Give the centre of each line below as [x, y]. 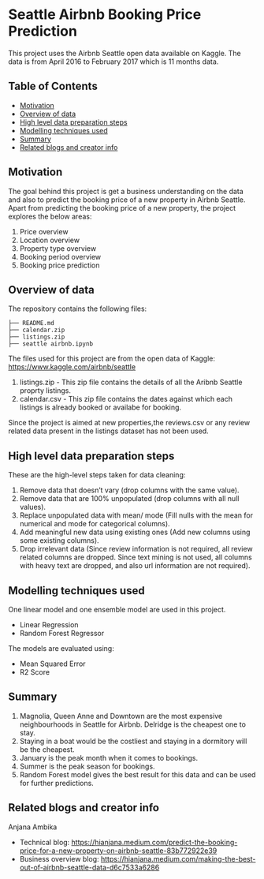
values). [32, 507]
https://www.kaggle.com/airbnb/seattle [72, 367]
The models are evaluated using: [61, 648]
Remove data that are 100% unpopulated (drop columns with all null [129, 499]
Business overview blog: [59, 858]
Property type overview [58, 248]
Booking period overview [60, 256]
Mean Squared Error [52, 664]
